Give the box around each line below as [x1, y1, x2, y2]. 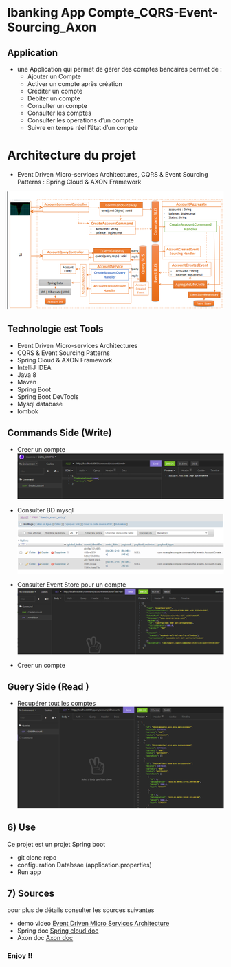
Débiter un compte [27, 94, 80, 102]
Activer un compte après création [27, 80, 122, 87]
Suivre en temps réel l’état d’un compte [27, 124, 139, 131]
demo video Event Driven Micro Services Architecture [16, 920, 170, 928]
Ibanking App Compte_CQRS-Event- [7, 5, 219, 21]
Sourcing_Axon [7, 19, 97, 35]
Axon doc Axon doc [16, 934, 74, 942]
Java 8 [16, 370, 36, 379]
